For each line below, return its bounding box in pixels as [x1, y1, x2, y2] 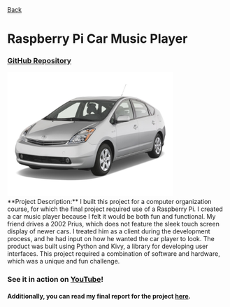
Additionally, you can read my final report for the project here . [7, 292, 191, 300]
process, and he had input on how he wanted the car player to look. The [7, 234, 215, 243]
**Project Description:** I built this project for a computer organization [7, 197, 212, 205]
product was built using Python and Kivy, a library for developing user [7, 242, 208, 250]
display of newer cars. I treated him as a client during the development [7, 227, 211, 236]
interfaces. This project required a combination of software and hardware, [7, 249, 220, 258]
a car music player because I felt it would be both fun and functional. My [7, 212, 216, 220]
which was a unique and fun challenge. [7, 257, 120, 265]
